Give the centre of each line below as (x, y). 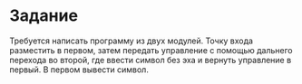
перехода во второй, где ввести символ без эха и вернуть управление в (151, 60)
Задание (44, 16)
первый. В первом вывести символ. (79, 70)
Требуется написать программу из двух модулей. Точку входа (132, 41)
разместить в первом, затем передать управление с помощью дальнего (151, 50)
